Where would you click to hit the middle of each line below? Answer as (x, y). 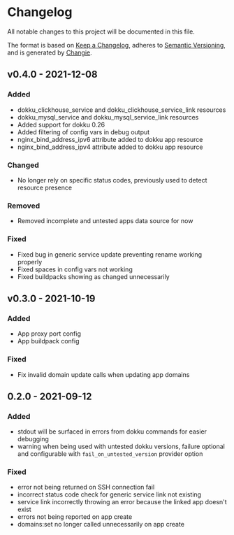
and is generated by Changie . (50, 52)
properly (30, 262)
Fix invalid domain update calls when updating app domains (103, 374)
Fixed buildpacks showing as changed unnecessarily (93, 276)
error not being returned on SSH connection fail (86, 487)
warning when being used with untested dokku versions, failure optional (121, 447)
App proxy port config (49, 334)
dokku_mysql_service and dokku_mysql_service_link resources (108, 117)
